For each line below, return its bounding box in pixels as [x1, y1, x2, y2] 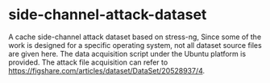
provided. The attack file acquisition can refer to [8, 57, 168, 67]
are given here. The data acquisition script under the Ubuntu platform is [8, 49, 247, 58]
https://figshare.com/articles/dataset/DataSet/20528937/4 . [8, 65, 206, 75]
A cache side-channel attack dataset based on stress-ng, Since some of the [8, 32, 262, 41]
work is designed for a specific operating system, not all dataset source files [8, 40, 262, 49]
